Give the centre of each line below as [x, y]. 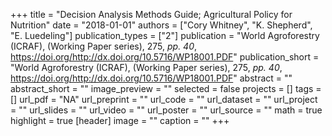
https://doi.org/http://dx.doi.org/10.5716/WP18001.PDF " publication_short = [165, 57]
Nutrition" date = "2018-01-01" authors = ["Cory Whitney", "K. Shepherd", [161, 25]
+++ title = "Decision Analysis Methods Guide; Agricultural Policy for [151, 14]
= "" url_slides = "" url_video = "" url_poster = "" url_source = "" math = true [166, 110]
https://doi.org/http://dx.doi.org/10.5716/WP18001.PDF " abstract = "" [151, 78]
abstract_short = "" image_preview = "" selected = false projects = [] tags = [166, 88]
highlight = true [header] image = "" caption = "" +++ [120, 120]
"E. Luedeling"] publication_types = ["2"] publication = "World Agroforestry [165, 35]
